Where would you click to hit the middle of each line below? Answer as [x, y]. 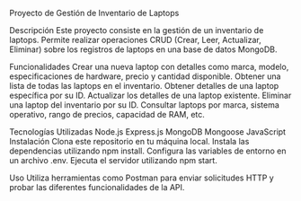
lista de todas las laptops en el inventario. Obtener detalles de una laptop [144, 86]
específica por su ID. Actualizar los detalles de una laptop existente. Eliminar [150, 95]
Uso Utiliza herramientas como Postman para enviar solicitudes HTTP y [142, 178]
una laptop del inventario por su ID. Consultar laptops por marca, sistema [145, 105]
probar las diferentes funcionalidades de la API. [97, 187]
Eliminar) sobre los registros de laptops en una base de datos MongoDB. [143, 49]
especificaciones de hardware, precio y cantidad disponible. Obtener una [145, 76]
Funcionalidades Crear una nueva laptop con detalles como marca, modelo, [149, 67]
